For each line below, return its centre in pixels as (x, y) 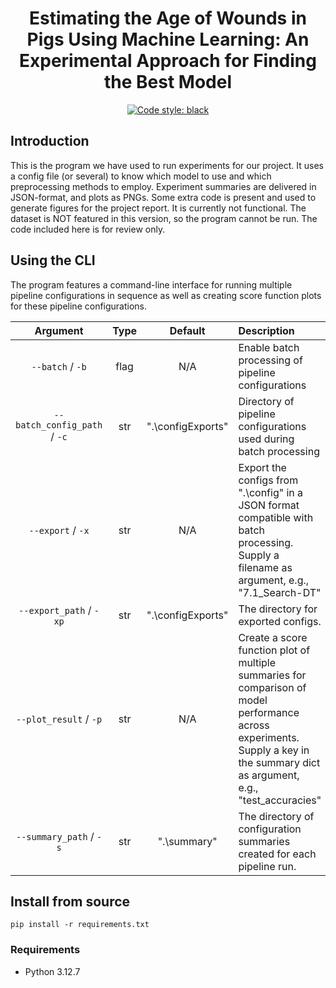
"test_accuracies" (280, 800)
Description (266, 330)
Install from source (70, 901)
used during (266, 439)
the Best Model (167, 82)
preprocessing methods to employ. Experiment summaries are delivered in (163, 186)
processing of (270, 360)
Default (187, 330)
